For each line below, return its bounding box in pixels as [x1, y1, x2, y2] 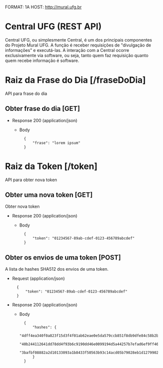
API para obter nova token [5, 177, 57, 183]
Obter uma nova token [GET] [5, 191, 93, 199]
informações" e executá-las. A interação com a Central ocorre [5, 47, 130, 53]
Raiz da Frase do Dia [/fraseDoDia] [5, 75, 146, 86]
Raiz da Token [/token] [5, 161, 98, 171]
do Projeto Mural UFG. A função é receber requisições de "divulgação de [5, 42, 151, 48]
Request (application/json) [12, 276, 65, 281]
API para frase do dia [5, 91, 48, 96]
